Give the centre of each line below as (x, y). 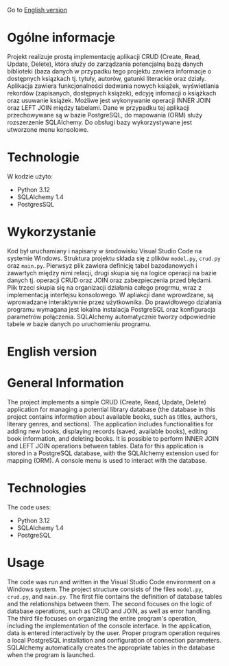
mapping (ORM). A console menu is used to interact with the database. (107, 460)
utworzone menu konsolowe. (48, 129)
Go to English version (37, 10)
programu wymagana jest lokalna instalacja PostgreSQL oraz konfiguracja (111, 309)
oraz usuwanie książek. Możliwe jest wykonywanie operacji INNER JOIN (109, 100)
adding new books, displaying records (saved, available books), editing (107, 431)
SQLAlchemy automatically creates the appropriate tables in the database (111, 647)
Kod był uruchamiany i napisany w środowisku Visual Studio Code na (105, 251)
